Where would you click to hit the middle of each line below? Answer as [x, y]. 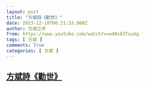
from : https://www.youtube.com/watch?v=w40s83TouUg [72, 34]
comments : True [25, 46]
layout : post [23, 12]
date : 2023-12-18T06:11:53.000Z [47, 23]
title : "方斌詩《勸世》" [34, 17]
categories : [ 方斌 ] [33, 51]
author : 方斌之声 [26, 28]
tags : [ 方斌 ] [24, 40]
